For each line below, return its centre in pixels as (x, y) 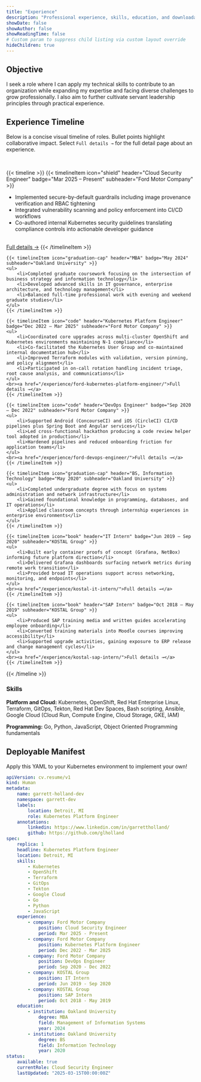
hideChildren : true (31, 46)
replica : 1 (31, 844)
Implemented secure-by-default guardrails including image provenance (103, 197)
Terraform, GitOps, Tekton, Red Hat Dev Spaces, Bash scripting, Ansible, (96, 709)
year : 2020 (52, 1051)
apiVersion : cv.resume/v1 (38, 777)
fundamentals (23, 733)
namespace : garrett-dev (47, 800)
